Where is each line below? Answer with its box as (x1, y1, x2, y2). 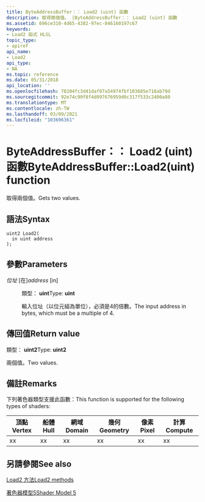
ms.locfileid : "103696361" (6, 117, 75, 123)
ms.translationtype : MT (6, 99, 67, 106)
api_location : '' (6, 83, 51, 89)
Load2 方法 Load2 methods (6, 476, 74, 484)
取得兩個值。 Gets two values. (6, 195, 81, 202)
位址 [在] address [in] (6, 276, 59, 284)
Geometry (99, 426, 129, 435)
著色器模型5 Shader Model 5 (6, 489, 76, 497)
